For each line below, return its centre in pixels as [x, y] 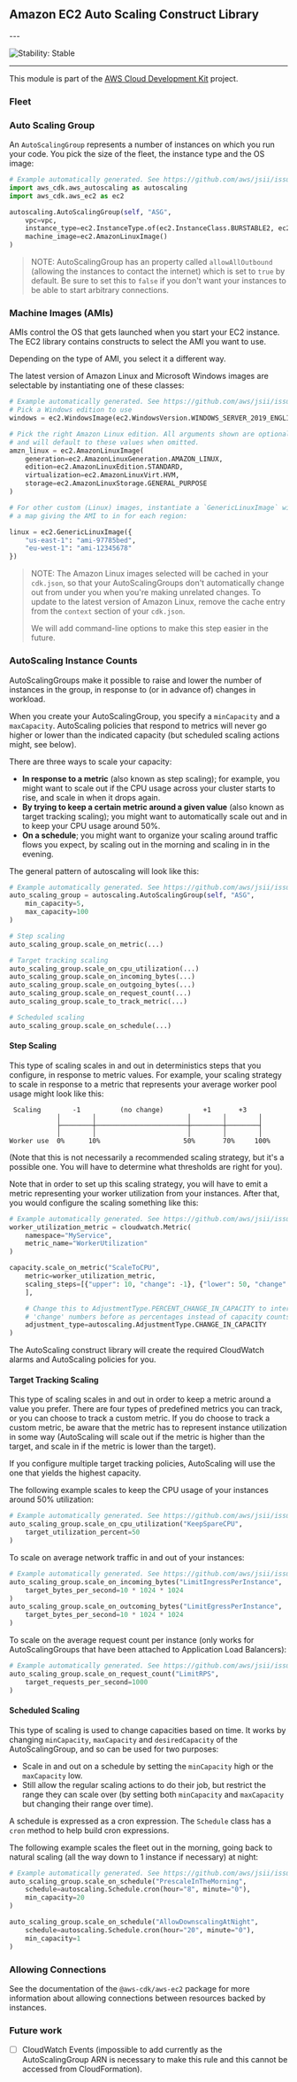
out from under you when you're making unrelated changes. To [146, 592]
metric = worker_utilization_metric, [91, 1276]
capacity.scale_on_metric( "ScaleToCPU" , [85, 1268]
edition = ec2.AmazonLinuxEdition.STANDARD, [104, 467]
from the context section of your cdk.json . [108, 611]
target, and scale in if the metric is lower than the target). [113, 1446]
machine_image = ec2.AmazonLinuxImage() [96, 237]
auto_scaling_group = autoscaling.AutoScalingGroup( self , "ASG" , [132, 895]
